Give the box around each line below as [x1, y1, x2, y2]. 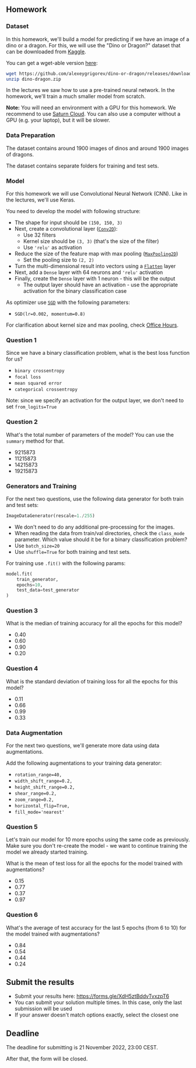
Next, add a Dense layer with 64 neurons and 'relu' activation [14, 269, 163, 276]
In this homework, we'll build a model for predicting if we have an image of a [6, 35, 190, 43]
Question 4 [6, 665, 38, 673]
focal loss [14, 374, 41, 380]
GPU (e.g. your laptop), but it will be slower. [6, 117, 111, 124]
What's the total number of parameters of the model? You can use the [6, 431, 174, 438]
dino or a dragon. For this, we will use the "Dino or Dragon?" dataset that [6, 42, 181, 49]
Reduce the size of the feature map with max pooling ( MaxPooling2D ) [14, 250, 178, 257]
